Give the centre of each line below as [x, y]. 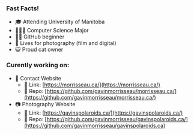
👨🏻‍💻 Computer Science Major [52, 31]
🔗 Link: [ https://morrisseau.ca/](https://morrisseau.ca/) [92, 85]
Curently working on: [38, 65]
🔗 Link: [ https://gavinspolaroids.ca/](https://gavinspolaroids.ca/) [103, 113]
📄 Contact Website [38, 78]
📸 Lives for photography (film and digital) [65, 43]
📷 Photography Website [45, 104]
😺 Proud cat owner [39, 50]
